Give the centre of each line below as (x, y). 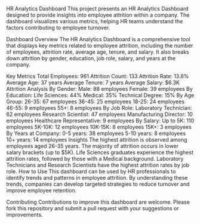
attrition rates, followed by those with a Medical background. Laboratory (95, 159)
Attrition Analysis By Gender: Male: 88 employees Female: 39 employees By (99, 89)
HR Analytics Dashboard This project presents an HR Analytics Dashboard (97, 9)
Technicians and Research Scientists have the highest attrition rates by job (98, 165)
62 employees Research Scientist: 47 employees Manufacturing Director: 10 (99, 114)
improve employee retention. (41, 190)
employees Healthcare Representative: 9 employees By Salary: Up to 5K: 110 (100, 121)
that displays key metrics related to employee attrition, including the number (100, 45)
